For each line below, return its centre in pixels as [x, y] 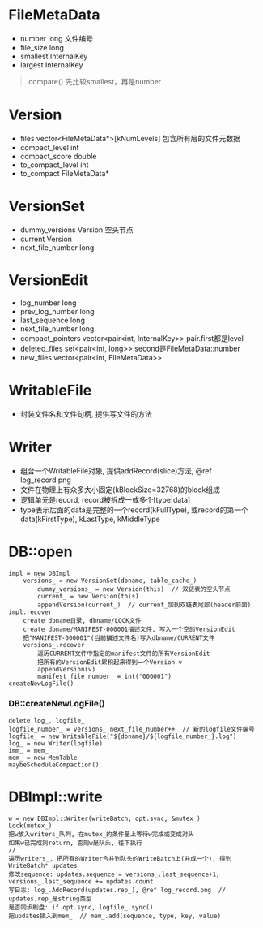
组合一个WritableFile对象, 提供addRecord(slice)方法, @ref [116, 470]
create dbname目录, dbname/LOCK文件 [82, 620]
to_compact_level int [54, 165]
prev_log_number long [57, 311]
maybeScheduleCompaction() [54, 765]
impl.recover [30, 612]
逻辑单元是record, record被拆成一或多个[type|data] [105, 499]
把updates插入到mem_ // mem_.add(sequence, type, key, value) [115, 916]
